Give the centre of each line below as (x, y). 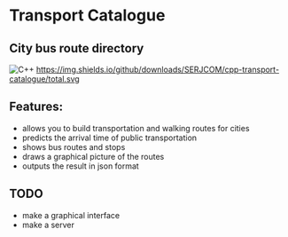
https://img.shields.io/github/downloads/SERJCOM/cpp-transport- (158, 69)
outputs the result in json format (80, 166)
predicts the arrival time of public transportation (109, 138)
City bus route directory (77, 48)
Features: (36, 107)
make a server (48, 225)
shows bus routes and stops (74, 146)
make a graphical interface (71, 215)
